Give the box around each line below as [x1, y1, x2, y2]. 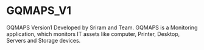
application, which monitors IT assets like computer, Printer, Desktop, [6, 30, 180, 37]
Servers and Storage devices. [6, 37, 81, 44]
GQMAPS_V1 [6, 4, 72, 18]
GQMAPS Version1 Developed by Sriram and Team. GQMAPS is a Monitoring [6, 24, 198, 31]
